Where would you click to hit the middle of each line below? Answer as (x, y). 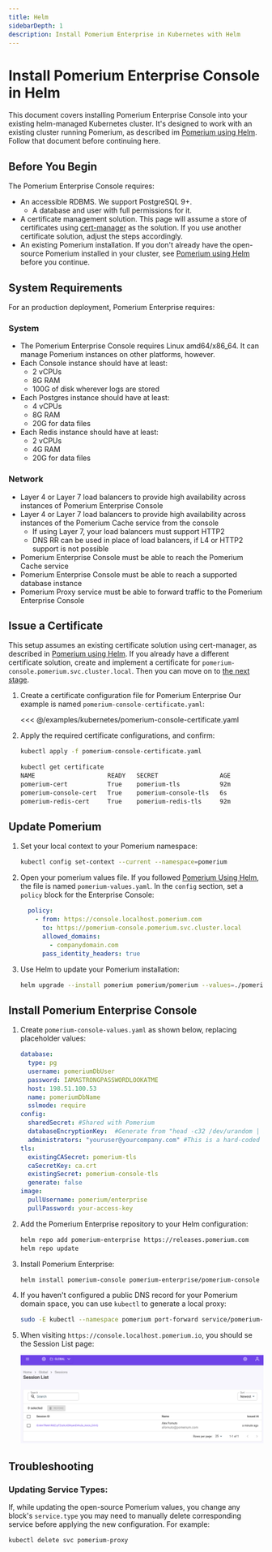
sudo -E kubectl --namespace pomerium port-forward (109, 1320)
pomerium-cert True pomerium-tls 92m (125, 784)
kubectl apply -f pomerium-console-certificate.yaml (111, 752)
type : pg (42, 1063)
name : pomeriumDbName (64, 1097)
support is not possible (70, 549)
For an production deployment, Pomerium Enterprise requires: (112, 307)
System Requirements (66, 288)
